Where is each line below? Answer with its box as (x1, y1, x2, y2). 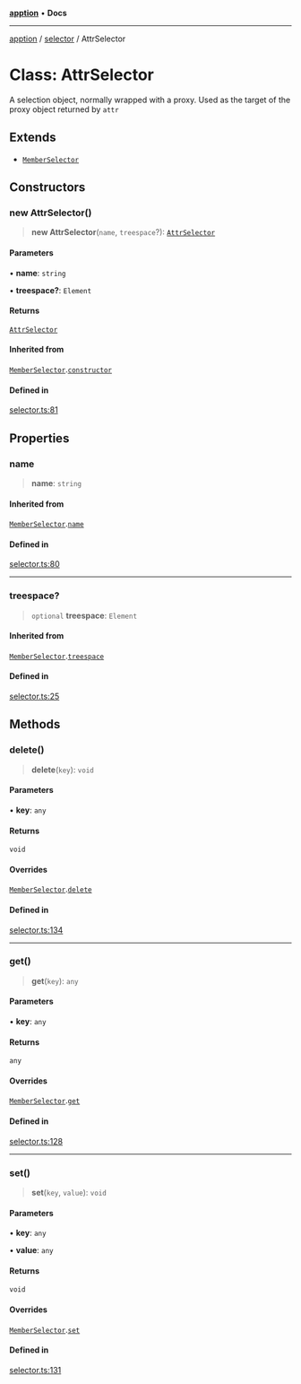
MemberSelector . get (9, 1095, 81, 1106)
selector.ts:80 (9, 559, 60, 570)
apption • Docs (9, 8, 67, 18)
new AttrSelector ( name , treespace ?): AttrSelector (30, 227, 216, 238)
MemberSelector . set (9, 1324, 81, 1335)
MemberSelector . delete (9, 883, 92, 895)
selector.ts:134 (9, 924, 64, 936)
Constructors (9, 179, 86, 196)
